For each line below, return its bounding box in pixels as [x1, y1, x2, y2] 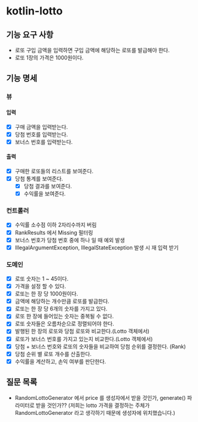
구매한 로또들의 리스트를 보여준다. [14, 167, 94, 174]
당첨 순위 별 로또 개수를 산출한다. [14, 350, 92, 357]
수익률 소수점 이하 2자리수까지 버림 [14, 221, 97, 228]
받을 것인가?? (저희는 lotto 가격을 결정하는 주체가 [35, 402, 150, 409]
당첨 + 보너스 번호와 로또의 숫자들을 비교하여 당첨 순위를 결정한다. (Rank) [14, 343, 187, 350]
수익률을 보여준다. [23, 190, 66, 197]
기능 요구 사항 [6, 29, 54, 40]
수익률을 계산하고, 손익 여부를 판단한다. [14, 358, 106, 365]
